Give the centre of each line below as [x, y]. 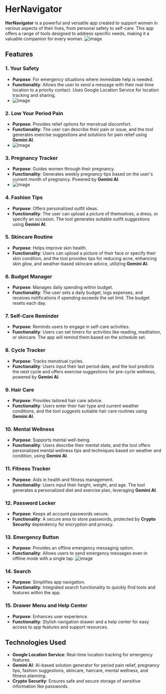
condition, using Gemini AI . [40, 456]
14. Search [18, 571]
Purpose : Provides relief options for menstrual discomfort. [72, 124]
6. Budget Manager [29, 277]
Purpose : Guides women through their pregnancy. [64, 169]
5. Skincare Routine [29, 237]
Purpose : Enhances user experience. [50, 616]
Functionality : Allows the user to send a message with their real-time [83, 84]
